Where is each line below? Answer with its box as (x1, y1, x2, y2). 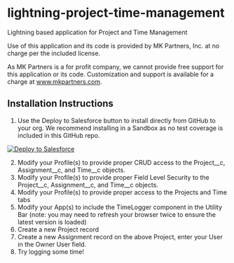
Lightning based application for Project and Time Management (7, 28, 188, 36)
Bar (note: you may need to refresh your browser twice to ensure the (17, 210, 216, 218)
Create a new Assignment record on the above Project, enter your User (17, 232, 223, 241)
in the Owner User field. (17, 240, 87, 248)
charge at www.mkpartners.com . (7, 77, 103, 85)
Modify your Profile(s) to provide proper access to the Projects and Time (17, 187, 228, 197)
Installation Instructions (7, 98, 114, 110)
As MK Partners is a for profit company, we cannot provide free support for (7, 62, 224, 71)
